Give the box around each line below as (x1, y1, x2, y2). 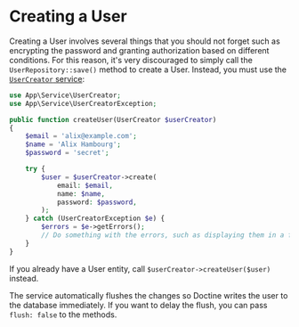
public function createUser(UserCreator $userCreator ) (9, 115, 217, 124)
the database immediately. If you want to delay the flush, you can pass (9, 299, 268, 310)
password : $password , (56, 198, 138, 207)
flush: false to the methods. (9, 309, 117, 320)
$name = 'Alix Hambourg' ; (25, 140, 122, 149)
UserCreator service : (9, 73, 85, 84)
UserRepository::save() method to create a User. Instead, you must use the (9, 64, 287, 75)
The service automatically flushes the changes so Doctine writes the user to (9, 290, 288, 300)
